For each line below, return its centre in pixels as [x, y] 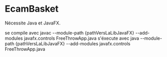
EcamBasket [32, 9]
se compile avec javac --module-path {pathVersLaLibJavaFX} [69, 33]
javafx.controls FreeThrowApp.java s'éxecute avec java [82, 38]
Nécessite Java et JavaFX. [33, 23]
